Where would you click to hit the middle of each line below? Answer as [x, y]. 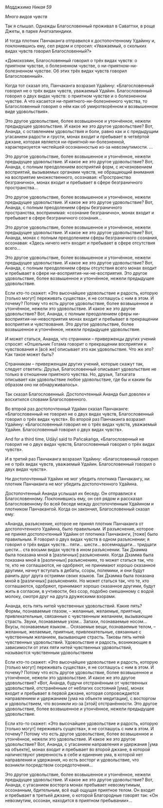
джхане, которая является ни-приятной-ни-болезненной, [65, 142]
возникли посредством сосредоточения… [49, 765]
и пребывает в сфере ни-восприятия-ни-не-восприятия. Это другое [76, 273]
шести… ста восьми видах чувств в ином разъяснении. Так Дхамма [76, 550]
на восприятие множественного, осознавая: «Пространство [68, 177]
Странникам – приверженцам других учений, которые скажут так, [74, 364]
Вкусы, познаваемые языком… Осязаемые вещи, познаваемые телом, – [80, 627]
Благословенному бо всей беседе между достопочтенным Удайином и [80, 504]
